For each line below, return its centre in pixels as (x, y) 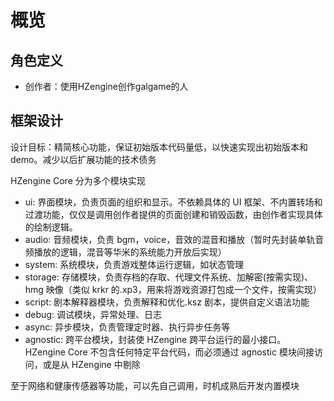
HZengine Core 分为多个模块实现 (78, 180)
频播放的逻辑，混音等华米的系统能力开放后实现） (125, 252)
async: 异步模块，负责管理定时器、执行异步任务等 (127, 327)
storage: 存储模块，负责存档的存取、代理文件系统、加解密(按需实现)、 (169, 277)
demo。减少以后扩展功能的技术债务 (83, 159)
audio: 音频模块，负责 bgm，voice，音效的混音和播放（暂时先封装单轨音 (174, 239)
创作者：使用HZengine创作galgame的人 (106, 86)
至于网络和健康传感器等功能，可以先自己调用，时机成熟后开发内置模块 (155, 385)
